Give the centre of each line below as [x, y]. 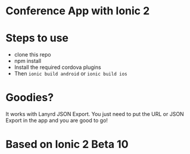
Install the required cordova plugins [58, 67]
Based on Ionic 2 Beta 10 [67, 144]
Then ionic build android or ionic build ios [71, 74]
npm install [28, 61]
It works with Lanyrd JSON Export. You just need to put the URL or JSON [95, 114]
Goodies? [30, 98]
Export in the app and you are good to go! [57, 121]
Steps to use [37, 38]
